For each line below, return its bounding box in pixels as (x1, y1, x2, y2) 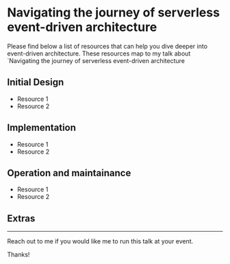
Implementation (7, 122, 77, 134)
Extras (7, 213, 36, 224)
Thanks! (7, 250, 30, 259)
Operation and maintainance (7, 167, 131, 179)
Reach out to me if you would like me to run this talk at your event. (7, 237, 194, 245)
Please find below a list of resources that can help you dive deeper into (7, 42, 207, 50)
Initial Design (7, 77, 64, 88)
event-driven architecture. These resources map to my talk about (7, 49, 191, 58)
